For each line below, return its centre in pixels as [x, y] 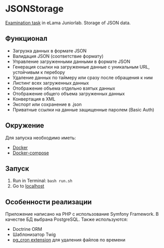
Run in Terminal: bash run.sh [42, 181]
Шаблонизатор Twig [34, 234]
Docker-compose [31, 153]
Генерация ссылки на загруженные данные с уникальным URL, [81, 67]
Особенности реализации [48, 202]
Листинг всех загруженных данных [51, 83]
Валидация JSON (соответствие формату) [58, 56]
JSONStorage [35, 9]
